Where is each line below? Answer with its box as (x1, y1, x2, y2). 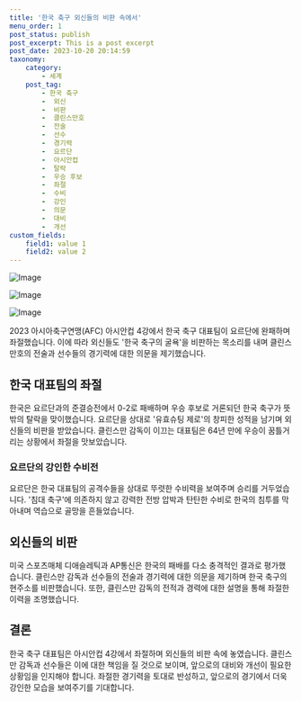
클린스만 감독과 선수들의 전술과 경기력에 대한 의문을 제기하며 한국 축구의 (35, 571, 288, 582)
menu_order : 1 (9, 22, 63, 31)
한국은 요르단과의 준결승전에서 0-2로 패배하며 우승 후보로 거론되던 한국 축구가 (9, 402, 281, 413)
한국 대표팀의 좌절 (9, 377, 102, 392)
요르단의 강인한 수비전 (9, 461, 99, 473)
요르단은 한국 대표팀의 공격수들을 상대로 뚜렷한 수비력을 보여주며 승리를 (9, 483, 259, 494)
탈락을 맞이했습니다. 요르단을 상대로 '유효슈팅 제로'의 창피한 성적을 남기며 (25, 413, 283, 424)
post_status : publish (9, 30, 91, 39)
